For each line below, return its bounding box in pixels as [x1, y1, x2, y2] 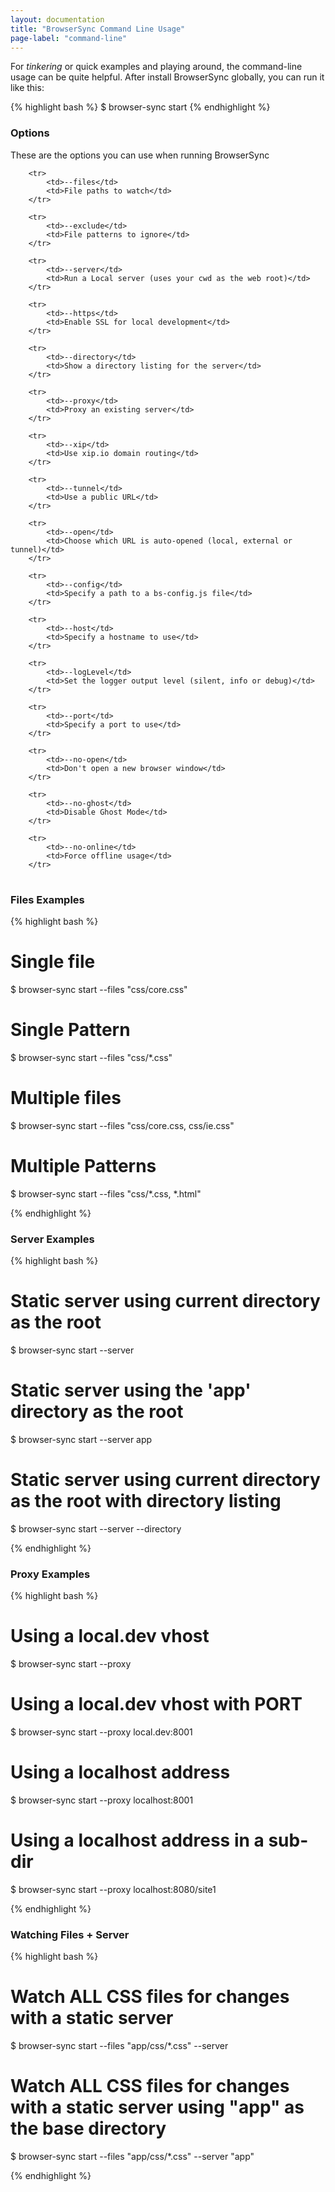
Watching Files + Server [10, 1927, 130, 1941]
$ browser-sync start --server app [10, 1433, 153, 1445]
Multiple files [10, 1087, 122, 1110]
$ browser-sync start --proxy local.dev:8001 [10, 1726, 193, 1738]
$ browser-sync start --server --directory [10, 1522, 182, 1535]
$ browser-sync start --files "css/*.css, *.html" [10, 1187, 202, 1200]
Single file [10, 951, 96, 973]
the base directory [10, 2117, 167, 2140]
